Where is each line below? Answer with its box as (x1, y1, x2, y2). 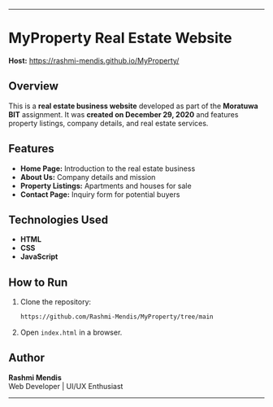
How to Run (8, 275, 68, 289)
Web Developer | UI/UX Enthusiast (8, 381, 123, 391)
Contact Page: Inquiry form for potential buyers (19, 189, 180, 199)
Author (8, 351, 45, 365)
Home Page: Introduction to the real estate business (19, 164, 196, 173)
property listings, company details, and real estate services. (8, 118, 209, 128)
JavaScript (19, 252, 58, 261)
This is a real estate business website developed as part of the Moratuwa (8, 101, 258, 111)
